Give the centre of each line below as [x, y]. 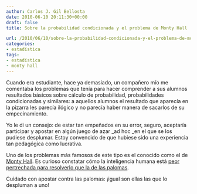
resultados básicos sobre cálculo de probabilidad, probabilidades [85, 95]
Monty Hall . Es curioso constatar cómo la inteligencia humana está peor [93, 161]
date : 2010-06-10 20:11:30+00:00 [47, 17]
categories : [21, 44]
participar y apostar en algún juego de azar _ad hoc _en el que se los [89, 131]
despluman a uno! [28, 185]
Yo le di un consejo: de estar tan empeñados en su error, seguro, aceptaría [96, 125]
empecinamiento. [27, 113]
